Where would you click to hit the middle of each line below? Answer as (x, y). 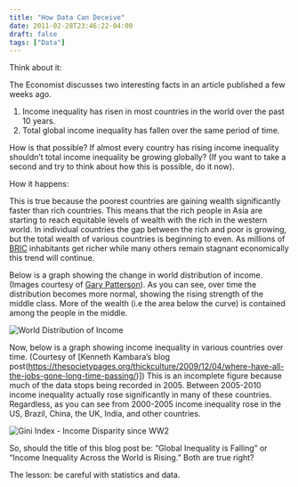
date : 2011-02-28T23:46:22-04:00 (71, 26)
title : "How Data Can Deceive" (67, 17)
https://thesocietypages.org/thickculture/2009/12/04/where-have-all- (156, 367)
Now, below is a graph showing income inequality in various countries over (146, 347)
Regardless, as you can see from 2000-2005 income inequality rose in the (145, 404)
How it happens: (39, 184)
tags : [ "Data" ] (37, 42)
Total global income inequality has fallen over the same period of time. (151, 131)
